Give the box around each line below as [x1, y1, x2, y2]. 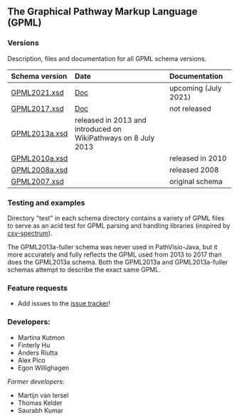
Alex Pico [17, 355, 46, 365]
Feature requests [7, 283, 68, 293]
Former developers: [7, 377, 65, 386]
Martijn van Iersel [17, 391, 69, 399]
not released [169, 103, 212, 113]
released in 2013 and [74, 115, 147, 125]
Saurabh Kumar [17, 406, 64, 414]
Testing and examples [7, 198, 85, 208]
